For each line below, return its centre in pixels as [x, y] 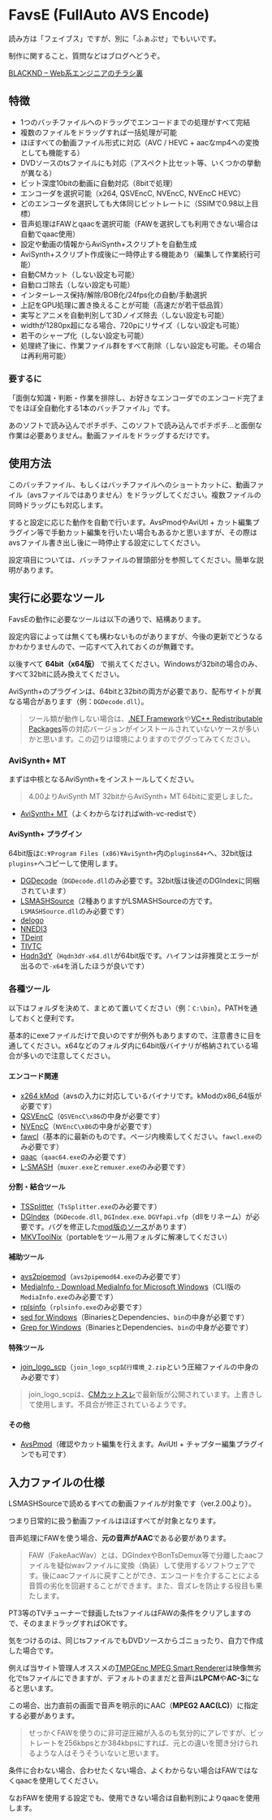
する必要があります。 [44, 1716]
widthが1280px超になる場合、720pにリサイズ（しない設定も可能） [132, 325]
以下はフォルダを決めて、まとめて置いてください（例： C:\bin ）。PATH [126, 1008]
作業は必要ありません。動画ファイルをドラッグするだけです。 [111, 435]
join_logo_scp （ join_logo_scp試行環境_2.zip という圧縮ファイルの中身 [136, 1367]
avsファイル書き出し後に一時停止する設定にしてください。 [107, 543]
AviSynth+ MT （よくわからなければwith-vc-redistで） [110, 813]
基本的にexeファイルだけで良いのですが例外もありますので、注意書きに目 [132, 1035]
